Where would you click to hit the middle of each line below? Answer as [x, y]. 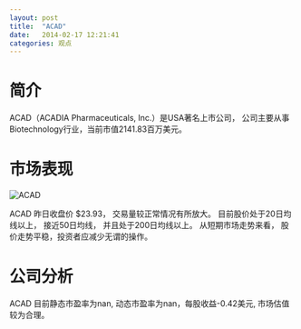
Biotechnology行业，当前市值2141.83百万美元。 [98, 129]
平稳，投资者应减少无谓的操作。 [92, 236]
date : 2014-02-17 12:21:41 [64, 35]
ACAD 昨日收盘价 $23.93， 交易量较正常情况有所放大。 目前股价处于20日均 [150, 214]
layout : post [34, 18]
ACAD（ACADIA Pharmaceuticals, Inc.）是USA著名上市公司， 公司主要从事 [150, 118]
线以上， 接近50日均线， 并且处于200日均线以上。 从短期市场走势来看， [144, 225]
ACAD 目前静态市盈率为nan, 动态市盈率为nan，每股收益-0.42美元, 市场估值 [150, 304]
